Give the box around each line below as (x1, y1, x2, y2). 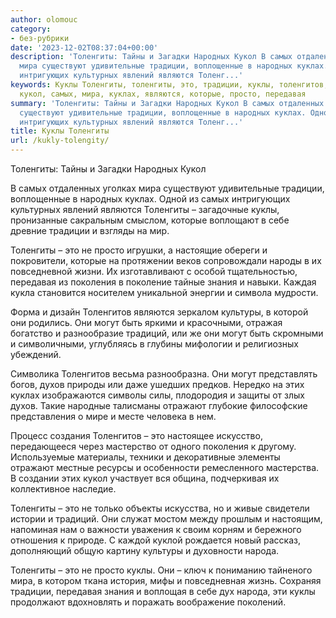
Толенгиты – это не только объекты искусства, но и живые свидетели (10, 502, 310, 514)
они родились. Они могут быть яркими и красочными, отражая (10, 317, 283, 328)
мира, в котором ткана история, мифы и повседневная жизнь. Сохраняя (10, 575, 322, 586)
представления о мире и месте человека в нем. (10, 411, 217, 422)
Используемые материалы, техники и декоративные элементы (10, 451, 281, 463)
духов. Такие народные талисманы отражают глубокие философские (10, 400, 308, 411)
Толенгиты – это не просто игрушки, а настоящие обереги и (10, 244, 268, 256)
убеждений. (10, 349, 62, 360)
